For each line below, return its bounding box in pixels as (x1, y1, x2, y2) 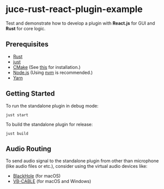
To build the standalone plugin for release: (6, 121, 93, 127)
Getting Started (6, 89, 55, 98)
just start (6, 112, 29, 118)
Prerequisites (6, 40, 49, 49)
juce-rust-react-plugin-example (6, 4, 143, 15)
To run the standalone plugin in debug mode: (6, 103, 99, 109)
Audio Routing (6, 144, 52, 153)
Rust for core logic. (6, 25, 46, 31)
